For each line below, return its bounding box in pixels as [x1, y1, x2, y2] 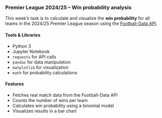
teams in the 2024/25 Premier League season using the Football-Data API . [5, 20, 158, 26]
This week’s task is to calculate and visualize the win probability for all [5, 15, 150, 21]
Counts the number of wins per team [12, 97, 88, 103]
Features [5, 81, 24, 87]
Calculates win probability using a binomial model [12, 103, 114, 109]
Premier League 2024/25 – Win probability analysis [5, 4, 132, 11]
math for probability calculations [12, 69, 78, 76]
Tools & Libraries [5, 32, 41, 38]
